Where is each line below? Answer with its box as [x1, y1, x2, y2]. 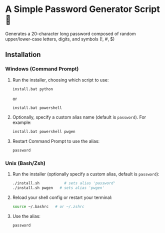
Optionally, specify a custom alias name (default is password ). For [12, 114, 146, 120]
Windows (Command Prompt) [5, 65, 79, 72]
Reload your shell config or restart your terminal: [12, 194, 112, 200]
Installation [5, 50, 41, 59]
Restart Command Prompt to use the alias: [12, 138, 100, 144]
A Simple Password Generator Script [5, 3, 160, 15]
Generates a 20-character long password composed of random [5, 30, 136, 36]
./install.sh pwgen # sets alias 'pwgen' [12, 185, 105, 190]
